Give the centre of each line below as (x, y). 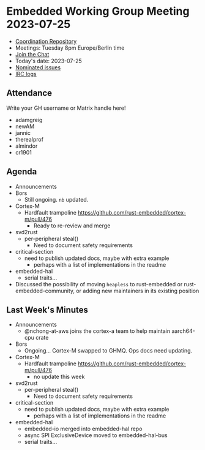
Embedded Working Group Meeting (98, 11)
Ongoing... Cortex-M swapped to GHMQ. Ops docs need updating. (108, 351)
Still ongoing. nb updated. (56, 199)
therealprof (29, 139)
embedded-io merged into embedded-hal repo (83, 429)
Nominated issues (38, 67)
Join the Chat (32, 54)
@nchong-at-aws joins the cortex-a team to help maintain (97, 331)
